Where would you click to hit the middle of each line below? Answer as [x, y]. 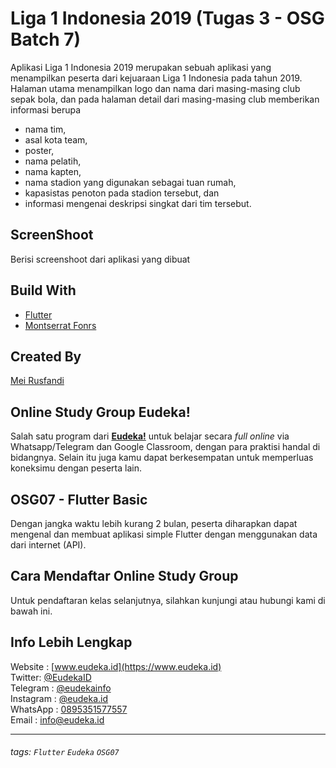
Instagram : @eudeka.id [59, 698]
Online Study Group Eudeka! [100, 412]
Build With [43, 290]
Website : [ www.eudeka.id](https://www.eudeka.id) [116, 666]
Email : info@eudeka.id [57, 719]
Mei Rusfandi [37, 381]
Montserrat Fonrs [60, 325]
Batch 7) [46, 39]
